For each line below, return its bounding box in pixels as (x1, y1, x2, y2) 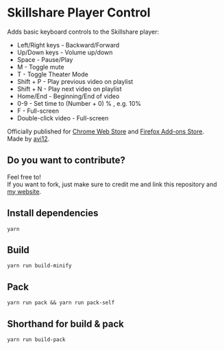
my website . (7, 187, 42, 195)
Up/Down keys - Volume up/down (16, 48, 113, 56)
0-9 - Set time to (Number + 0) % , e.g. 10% (16, 99, 142, 107)
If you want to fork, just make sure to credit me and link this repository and (7, 180, 217, 188)
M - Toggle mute (16, 63, 64, 71)
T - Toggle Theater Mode (16, 70, 89, 78)
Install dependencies (7, 208, 99, 219)
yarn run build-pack (7, 336, 66, 343)
